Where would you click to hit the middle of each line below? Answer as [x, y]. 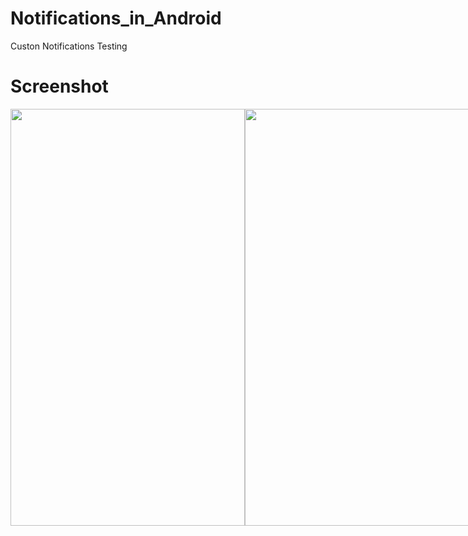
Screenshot [59, 86]
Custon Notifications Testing [69, 46]
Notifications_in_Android [116, 18]
